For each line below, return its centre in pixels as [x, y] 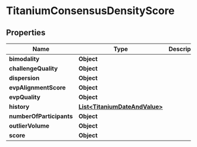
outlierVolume [29, 126]
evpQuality [25, 97]
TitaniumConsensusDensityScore [90, 11]
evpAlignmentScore [38, 88]
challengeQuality [33, 69]
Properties [26, 33]
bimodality [24, 59]
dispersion [24, 78]
